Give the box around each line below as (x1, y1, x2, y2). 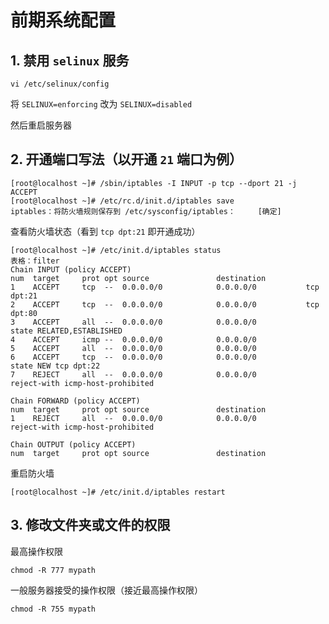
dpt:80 (10, 308, 38, 318)
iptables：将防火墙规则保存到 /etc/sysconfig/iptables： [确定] (10, 206, 282, 216)
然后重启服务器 (10, 119, 72, 131)
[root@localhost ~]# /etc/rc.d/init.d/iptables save (10, 196, 235, 206)
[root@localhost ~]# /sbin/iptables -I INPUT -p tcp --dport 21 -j (10, 178, 298, 188)
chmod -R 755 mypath (10, 604, 97, 614)
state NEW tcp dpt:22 (10, 361, 101, 371)
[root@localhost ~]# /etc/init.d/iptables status (10, 245, 222, 255)
